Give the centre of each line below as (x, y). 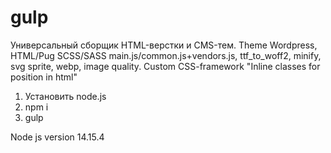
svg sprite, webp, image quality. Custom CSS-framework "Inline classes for (165, 66)
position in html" (44, 77)
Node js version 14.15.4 (57, 137)
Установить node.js (65, 96)
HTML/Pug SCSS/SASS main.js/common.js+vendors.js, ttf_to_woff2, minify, (166, 55)
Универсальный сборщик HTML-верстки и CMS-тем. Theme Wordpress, (164, 45)
